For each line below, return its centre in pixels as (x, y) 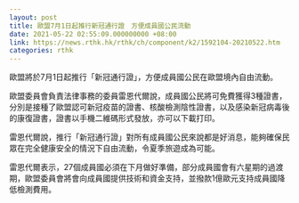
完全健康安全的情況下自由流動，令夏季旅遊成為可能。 (122, 149)
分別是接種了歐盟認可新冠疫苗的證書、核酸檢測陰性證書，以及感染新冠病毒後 (149, 107)
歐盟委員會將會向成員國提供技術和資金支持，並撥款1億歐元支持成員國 (151, 178)
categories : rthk (41, 51)
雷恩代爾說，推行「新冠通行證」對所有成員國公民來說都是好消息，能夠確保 (145, 137)
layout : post (33, 17)
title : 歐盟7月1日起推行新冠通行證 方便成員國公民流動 (100, 26)
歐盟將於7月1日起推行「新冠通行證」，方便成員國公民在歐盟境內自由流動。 (144, 77)
